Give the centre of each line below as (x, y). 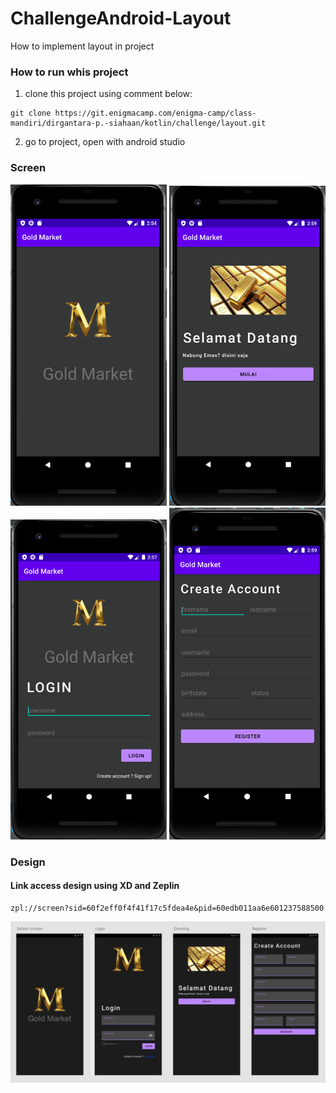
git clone (31, 113)
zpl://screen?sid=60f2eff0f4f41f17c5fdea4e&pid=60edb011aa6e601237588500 (167, 908)
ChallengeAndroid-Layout (121, 18)
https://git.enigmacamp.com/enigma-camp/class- (155, 113)
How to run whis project (69, 72)
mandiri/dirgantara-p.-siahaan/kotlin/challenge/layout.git (138, 123)
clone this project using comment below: (108, 94)
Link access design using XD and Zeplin (95, 886)
